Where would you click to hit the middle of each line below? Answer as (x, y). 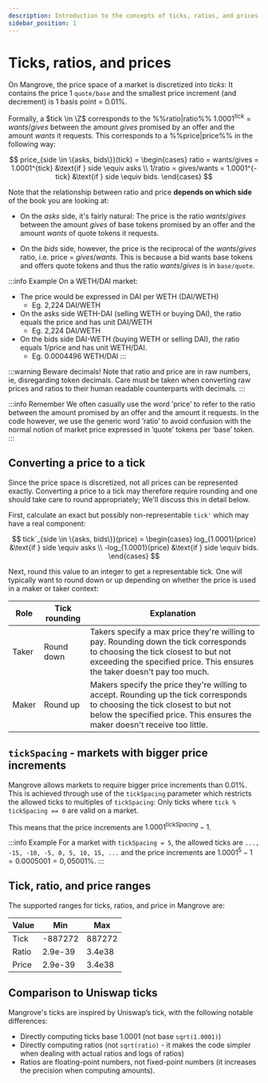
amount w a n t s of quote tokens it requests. (89, 234)
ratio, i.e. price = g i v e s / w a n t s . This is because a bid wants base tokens (136, 258)
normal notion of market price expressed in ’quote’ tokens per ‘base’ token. (132, 430)
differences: (28, 1021)
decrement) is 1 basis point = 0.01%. (68, 102)
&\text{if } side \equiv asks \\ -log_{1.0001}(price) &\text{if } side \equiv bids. (134, 547)
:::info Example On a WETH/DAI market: (73, 282)
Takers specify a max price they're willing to (172, 631)
